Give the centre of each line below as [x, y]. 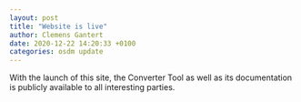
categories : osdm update [56, 52]
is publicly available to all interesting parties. [92, 87]
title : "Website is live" [58, 26]
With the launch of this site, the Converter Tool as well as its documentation [151, 77]
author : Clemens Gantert [56, 35]
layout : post [34, 18]
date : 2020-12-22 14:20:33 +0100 [73, 43]
